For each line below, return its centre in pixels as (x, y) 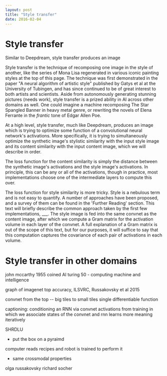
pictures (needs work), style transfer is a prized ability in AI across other (79, 100)
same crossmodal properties (42, 358)
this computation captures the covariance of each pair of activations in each (84, 235)
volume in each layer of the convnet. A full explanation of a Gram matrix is (81, 225)
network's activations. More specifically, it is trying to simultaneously (76, 136)
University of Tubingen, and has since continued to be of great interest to (81, 89)
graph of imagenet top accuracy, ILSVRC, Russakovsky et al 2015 (72, 290)
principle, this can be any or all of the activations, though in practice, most (81, 172)
